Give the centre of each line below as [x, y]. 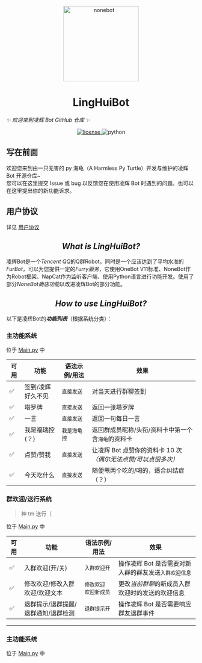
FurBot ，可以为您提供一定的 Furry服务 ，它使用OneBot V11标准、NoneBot [96, 269]
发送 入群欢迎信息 [170, 572]
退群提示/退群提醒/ [50, 604]
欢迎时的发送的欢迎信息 [151, 593]
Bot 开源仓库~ [23, 175]
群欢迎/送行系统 [29, 499]
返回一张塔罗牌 [113, 408]
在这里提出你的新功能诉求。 [41, 190]
